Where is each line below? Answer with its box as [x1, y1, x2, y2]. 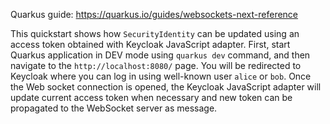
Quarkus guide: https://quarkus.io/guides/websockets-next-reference [10, 9, 299, 20]
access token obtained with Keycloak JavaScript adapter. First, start [10, 39, 291, 50]
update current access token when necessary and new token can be [10, 92, 293, 103]
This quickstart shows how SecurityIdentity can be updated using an [10, 28, 300, 39]
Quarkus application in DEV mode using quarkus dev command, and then [10, 49, 311, 61]
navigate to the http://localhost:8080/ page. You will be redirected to [10, 60, 302, 71]
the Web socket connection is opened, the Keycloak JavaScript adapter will [10, 81, 322, 93]
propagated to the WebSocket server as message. [10, 102, 218, 114]
